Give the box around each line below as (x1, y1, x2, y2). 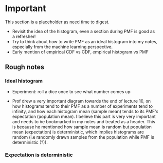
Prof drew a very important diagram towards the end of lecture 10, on (12, 98, 151, 104)
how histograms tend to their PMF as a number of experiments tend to (12, 103, 153, 109)
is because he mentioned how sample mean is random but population (12, 124, 152, 130)
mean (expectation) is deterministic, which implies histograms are (12, 129, 145, 135)
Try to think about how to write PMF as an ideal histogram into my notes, (12, 38, 158, 44)
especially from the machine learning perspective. (12, 44, 113, 49)
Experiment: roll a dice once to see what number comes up (12, 88, 130, 95)
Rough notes (5, 63, 45, 71)
